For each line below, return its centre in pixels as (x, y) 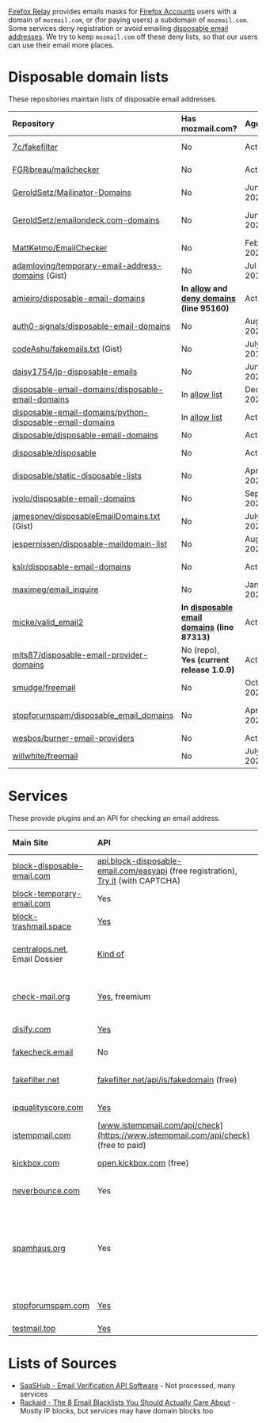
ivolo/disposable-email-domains (74, 498)
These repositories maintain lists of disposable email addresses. (113, 99)
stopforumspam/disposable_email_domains (93, 715)
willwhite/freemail (45, 756)
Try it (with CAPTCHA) (139, 880)
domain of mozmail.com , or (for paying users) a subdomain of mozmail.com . (129, 20)
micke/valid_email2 (48, 622)
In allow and (204, 288)
